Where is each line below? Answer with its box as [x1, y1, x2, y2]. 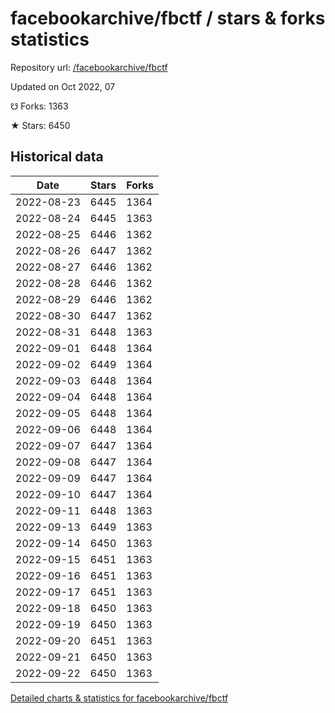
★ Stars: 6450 [10, 119, 71, 131]
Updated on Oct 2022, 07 [10, 80, 116, 92]
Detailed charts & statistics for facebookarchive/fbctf [10, 692, 229, 704]
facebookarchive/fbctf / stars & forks [10, 7, 326, 30]
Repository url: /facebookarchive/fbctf [10, 61, 168, 73]
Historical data [10, 148, 104, 166]
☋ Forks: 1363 [10, 100, 69, 112]
